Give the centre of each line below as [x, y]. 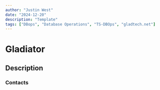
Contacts [17, 82]
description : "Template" [31, 19]
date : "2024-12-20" [26, 15]
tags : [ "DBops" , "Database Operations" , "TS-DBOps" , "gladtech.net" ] [81, 24]
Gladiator [25, 49]
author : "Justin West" [29, 10]
